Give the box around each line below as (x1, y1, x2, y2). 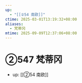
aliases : (5, 21, 23, 27)
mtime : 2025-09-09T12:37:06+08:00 (5, 31, 77, 36)
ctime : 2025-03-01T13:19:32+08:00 (5, 17, 77, 22)
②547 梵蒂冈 (5, 54, 62, 65)
